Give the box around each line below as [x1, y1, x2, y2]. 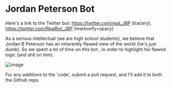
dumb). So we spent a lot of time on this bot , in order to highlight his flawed [5, 46, 166, 52]
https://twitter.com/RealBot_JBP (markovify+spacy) [5, 25, 114, 31]
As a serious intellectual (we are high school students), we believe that [5, 35, 155, 41]
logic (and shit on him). [5, 52, 54, 58]
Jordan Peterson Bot [5, 3, 95, 15]
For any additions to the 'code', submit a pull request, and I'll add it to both [5, 71, 162, 77]
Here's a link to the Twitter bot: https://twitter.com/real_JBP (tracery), [5, 20, 152, 26]
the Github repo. [5, 77, 40, 83]
